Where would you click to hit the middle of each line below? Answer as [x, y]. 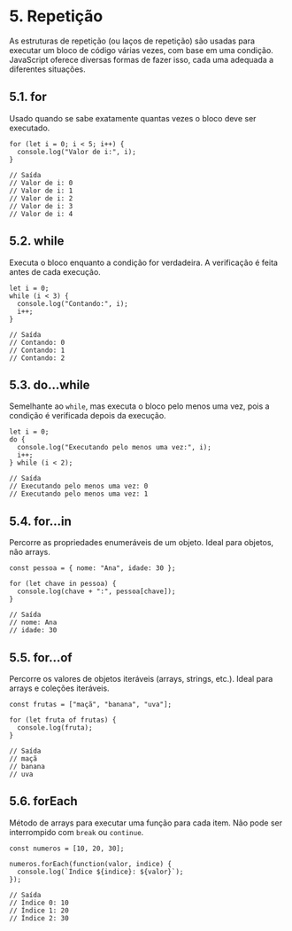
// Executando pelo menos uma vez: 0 [79, 486]
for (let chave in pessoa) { [63, 584]
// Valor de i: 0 [41, 183]
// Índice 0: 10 [39, 903]
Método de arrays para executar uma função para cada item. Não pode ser [146, 823]
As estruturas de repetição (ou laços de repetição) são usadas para [132, 41]
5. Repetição [56, 16]
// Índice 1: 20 [39, 911]
